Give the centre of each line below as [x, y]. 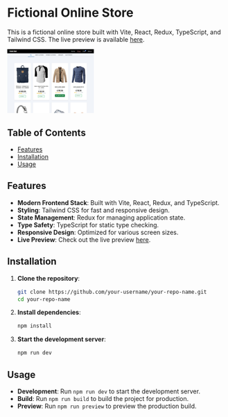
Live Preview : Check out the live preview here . [84, 239]
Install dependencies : [49, 312]
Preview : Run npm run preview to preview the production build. [107, 406]
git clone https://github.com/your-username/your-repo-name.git [112, 292]
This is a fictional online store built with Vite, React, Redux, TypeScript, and [114, 32]
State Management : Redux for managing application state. [101, 218]
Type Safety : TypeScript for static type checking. [88, 224]
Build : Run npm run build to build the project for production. [103, 398]
